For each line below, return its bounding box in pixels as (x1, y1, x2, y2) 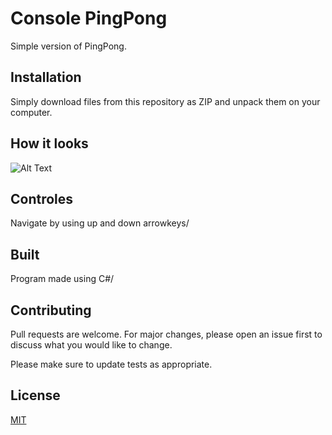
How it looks (10, 135, 89, 152)
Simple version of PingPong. (10, 40, 127, 52)
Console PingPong (10, 7, 168, 30)
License (10, 387, 61, 404)
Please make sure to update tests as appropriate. (10, 358, 213, 370)
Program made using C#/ (10, 273, 115, 285)
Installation (10, 69, 82, 86)
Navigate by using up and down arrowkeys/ (10, 217, 190, 229)
